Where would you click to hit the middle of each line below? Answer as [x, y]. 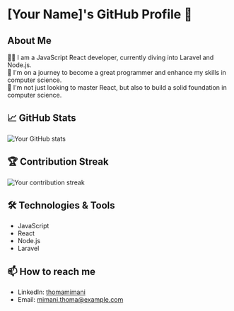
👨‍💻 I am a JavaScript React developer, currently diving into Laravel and [111, 57]
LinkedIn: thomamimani [52, 292]
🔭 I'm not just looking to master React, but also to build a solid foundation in [117, 87]
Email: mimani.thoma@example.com [70, 300]
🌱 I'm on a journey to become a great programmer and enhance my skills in [117, 72]
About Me [29, 41]
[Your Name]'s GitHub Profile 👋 [100, 14]
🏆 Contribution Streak [58, 162]
